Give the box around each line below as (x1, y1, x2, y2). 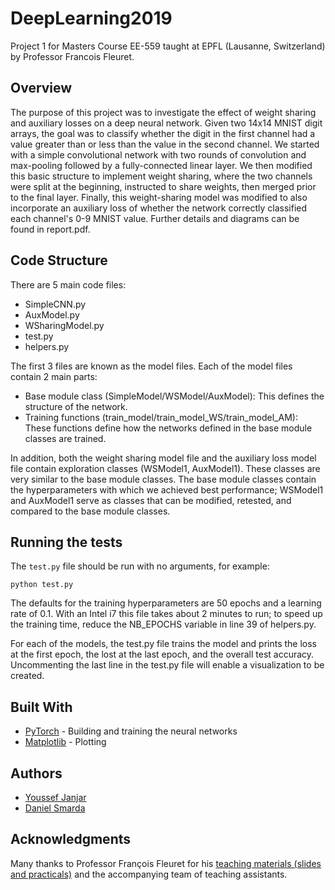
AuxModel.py (24, 308, 80, 321)
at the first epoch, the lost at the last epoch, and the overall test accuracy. (10, 648, 315, 661)
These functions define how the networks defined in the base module (24, 422, 313, 434)
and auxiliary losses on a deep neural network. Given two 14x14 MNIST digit (10, 117, 323, 129)
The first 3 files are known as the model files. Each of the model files (10, 360, 293, 372)
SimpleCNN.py (24, 298, 87, 310)
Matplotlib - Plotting (24, 736, 107, 748)
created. (10, 670, 45, 682)
